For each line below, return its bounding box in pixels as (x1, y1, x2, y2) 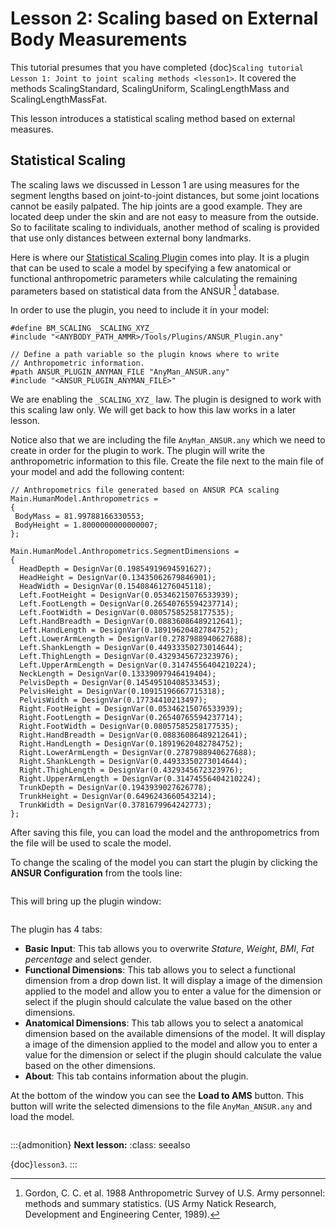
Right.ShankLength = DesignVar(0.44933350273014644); (19, 757, 248, 767)
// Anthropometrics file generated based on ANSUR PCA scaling (10, 485, 280, 496)
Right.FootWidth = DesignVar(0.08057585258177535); (19, 722, 240, 732)
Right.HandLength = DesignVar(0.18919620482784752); (19, 739, 244, 749)
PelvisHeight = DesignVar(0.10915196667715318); (19, 687, 226, 697)
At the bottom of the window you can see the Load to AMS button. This (10, 1090, 305, 1102)
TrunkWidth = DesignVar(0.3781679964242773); (19, 800, 213, 811)
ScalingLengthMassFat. (10, 93, 108, 105)
